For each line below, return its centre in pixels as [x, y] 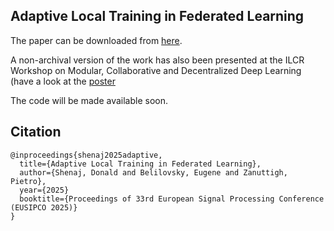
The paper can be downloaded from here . [96, 40]
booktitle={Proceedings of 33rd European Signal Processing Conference [172, 199]
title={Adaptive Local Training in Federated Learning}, [140, 164]
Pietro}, [28, 181]
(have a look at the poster [63, 81]
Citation [36, 132]
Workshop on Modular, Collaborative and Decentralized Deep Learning [156, 70]
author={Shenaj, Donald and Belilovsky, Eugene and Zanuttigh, [153, 172]
